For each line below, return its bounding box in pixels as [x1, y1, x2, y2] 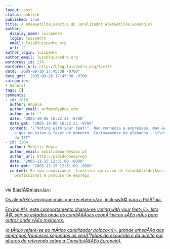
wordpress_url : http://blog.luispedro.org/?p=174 [5, 64, 112, 69]
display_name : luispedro [10, 31, 62, 36]
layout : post [5, 7, 33, 13]
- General [5, 83, 26, 88]
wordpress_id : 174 [5, 59, 44, 65]
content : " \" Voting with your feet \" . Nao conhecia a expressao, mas [10, 126, 159, 131]
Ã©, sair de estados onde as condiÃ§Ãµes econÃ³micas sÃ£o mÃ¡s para [5, 212, 158, 218]
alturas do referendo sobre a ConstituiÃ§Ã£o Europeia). [5, 238, 122, 244]
